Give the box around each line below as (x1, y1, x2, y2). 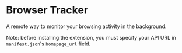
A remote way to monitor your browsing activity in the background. (6, 23, 167, 30)
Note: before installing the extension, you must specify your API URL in (6, 34, 176, 41)
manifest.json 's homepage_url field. (6, 40, 91, 47)
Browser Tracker (6, 3, 89, 17)
